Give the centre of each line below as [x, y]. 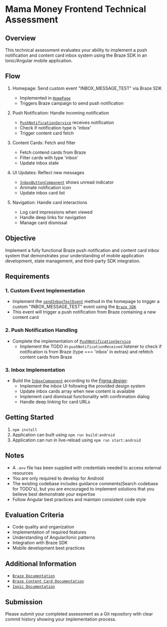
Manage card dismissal [43, 222]
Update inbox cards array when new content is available [77, 391]
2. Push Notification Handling [42, 330]
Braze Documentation [34, 576]
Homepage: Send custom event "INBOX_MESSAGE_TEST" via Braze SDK [87, 88]
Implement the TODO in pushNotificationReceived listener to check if [91, 346]
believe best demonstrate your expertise [54, 494]
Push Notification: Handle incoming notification [61, 112]
